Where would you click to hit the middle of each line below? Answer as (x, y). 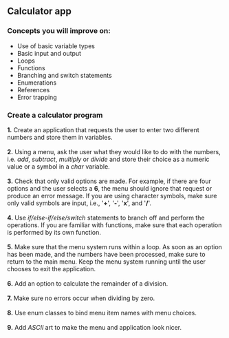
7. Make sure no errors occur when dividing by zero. (81, 298)
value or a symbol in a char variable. (58, 166)
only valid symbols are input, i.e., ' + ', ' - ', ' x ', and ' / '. (79, 203)
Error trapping (37, 97)
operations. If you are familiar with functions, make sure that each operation (115, 225)
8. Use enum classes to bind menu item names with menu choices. (102, 313)
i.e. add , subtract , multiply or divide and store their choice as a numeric (108, 159)
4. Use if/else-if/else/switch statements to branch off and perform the (106, 218)
